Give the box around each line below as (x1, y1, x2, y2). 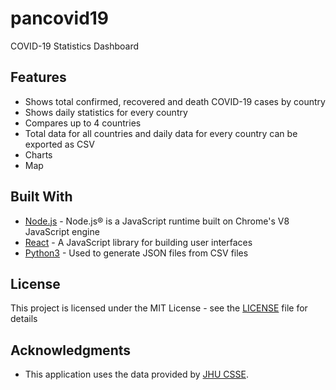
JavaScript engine (24, 225, 100, 237)
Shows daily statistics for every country (24, 106, 188, 118)
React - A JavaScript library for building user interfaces (24, 236, 253, 248)
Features (10, 69, 67, 86)
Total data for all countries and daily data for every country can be (24, 127, 298, 139)
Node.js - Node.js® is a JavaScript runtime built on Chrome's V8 (24, 215, 290, 227)
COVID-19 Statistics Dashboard (10, 40, 140, 52)
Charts (24, 148, 53, 161)
